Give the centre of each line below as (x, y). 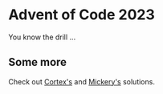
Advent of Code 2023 (81, 15)
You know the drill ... (42, 37)
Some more (37, 62)
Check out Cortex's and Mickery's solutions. (81, 81)
